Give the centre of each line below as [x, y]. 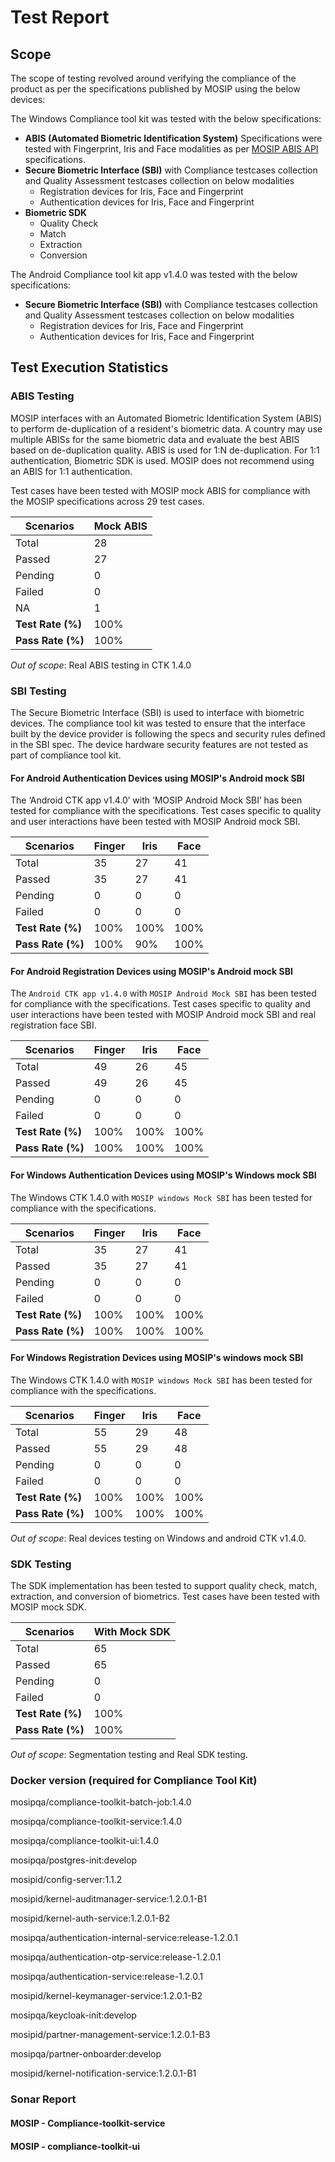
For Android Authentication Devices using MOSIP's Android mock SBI [157, 778]
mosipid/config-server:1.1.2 [66, 1880]
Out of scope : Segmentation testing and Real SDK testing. [129, 1755]
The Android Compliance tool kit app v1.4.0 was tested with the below [154, 274]
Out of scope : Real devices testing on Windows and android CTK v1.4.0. [158, 1538]
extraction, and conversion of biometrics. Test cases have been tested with [165, 1597]
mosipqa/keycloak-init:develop [73, 2015]
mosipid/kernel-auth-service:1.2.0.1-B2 [90, 1918]
